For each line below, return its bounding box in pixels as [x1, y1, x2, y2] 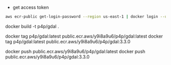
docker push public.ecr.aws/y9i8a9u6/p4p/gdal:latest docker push [5, 48, 146, 54]
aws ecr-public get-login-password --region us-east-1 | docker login [5, 14, 158, 19]
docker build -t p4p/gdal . [5, 23, 60, 29]
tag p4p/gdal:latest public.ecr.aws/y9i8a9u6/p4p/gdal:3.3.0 [5, 38, 131, 45]
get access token [12, 5, 49, 10]
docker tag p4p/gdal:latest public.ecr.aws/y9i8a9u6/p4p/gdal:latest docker [5, 33, 163, 39]
